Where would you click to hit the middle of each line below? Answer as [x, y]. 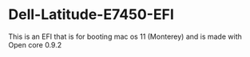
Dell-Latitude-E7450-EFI [91, 15]
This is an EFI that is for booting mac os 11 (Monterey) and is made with [125, 36]
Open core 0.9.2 [35, 44]
